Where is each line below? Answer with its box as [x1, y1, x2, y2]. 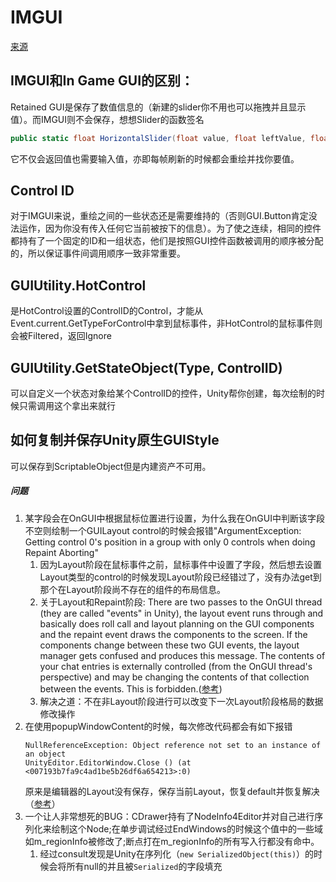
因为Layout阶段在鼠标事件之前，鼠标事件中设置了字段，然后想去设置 [39, 558, 323, 570]
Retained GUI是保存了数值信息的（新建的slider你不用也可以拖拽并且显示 [10, 101, 307, 113]
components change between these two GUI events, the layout [39, 639, 300, 651]
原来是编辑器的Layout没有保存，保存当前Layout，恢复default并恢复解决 [24, 785, 320, 797]
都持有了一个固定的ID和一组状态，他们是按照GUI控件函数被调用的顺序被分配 [10, 235, 324, 247]
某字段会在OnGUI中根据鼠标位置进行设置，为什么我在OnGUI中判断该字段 [24, 512, 325, 524]
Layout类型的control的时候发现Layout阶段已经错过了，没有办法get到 [39, 571, 322, 583]
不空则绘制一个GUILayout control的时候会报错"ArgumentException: [24, 524, 302, 536]
